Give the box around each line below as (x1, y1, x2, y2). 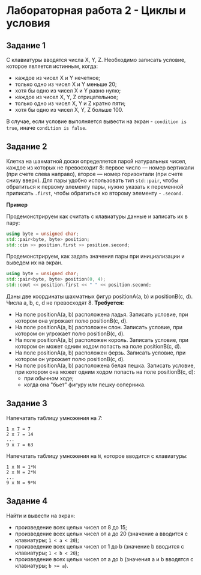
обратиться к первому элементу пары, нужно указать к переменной (6, 183, 184, 190)
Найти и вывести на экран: (6, 512, 76, 519)
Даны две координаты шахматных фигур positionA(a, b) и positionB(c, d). (6, 293, 193, 300)
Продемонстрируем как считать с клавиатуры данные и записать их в (6, 213, 188, 220)
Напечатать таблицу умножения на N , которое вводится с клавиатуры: (6, 452, 188, 460)
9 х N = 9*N (6, 479, 36, 485)
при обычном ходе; (23, 375, 74, 382)
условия (6, 16, 50, 30)
